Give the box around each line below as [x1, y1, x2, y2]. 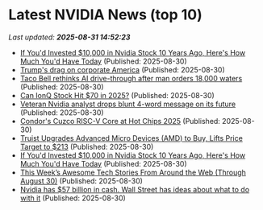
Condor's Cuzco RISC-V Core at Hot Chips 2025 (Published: [19, 116, 220, 126]
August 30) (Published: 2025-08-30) [19, 175, 144, 186]
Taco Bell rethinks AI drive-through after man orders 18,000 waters [19, 73, 243, 83]
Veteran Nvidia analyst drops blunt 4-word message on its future [19, 99, 236, 109]
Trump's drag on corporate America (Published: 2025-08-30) [19, 64, 225, 74]
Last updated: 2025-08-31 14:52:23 [8, 32, 131, 42]
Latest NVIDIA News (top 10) [8, 6, 203, 24]
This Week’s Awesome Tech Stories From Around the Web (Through [19, 167, 246, 177]
